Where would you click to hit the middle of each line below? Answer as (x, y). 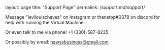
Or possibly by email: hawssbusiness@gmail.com (57, 42)
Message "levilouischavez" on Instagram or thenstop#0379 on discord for (82, 17)
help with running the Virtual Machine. (45, 22)
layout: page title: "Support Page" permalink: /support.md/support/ (75, 7)
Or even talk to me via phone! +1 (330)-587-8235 (57, 32)
